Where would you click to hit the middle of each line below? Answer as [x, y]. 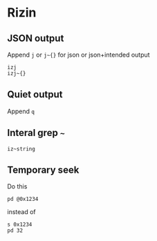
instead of [21, 212]
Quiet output [35, 95]
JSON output [36, 38]
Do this [17, 186]
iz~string [21, 149]
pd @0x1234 [23, 199]
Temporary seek [43, 170]
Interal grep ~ [36, 133]
